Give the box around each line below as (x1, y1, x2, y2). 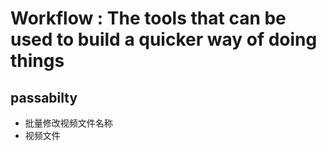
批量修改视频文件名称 (24, 117, 113, 129)
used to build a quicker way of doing (10, 28, 318, 51)
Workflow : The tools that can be (10, 7, 287, 30)
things (10, 50, 65, 72)
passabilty (10, 89, 78, 106)
